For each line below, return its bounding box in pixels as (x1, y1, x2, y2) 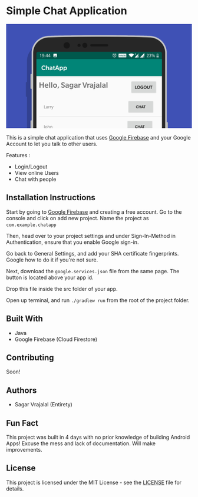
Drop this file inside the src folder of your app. (6, 285, 118, 292)
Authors (6, 385, 37, 395)
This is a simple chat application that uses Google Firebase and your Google (6, 134, 191, 141)
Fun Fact (6, 418, 38, 428)
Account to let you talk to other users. (6, 140, 98, 147)
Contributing (6, 352, 54, 363)
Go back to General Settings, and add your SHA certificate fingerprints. (6, 250, 179, 257)
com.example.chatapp (6, 222, 57, 228)
